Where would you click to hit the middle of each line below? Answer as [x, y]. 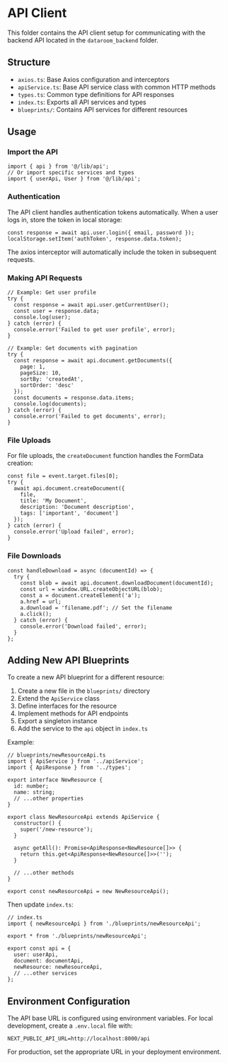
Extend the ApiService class [59, 699]
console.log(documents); [50, 404]
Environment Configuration [69, 1001]
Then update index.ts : [40, 904]
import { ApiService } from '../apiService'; [75, 762]
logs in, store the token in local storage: [65, 219]
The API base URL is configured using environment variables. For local [110, 1018]
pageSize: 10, [41, 373]
